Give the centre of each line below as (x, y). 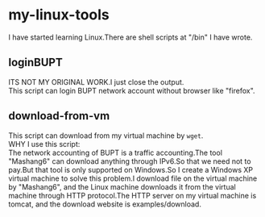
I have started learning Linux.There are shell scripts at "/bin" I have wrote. (130, 37)
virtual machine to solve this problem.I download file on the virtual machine (133, 178)
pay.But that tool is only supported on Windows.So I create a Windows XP (131, 169)
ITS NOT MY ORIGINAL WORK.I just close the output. (96, 81)
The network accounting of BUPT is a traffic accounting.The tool (116, 152)
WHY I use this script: (44, 144)
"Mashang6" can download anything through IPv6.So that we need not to (130, 161)
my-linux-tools (59, 15)
